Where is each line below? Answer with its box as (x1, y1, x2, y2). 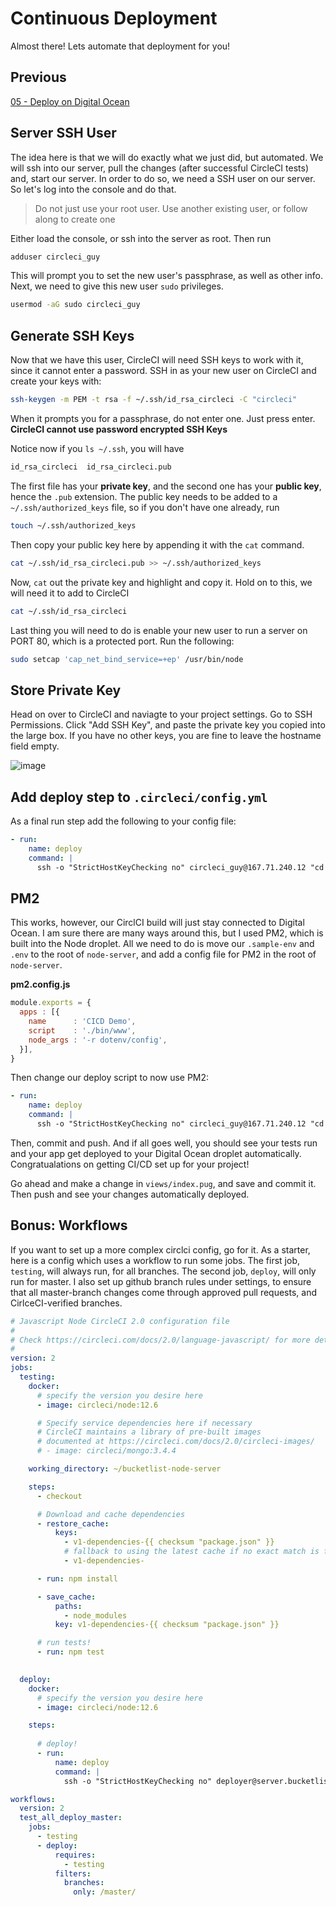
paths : (54, 1601, 83, 1611)
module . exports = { (10, 998, 92, 1008)
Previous (10, 69, 67, 86)
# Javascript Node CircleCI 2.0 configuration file (10, 1316, 230, 1326)
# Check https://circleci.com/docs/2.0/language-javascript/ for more (10, 1335, 311, 1345)
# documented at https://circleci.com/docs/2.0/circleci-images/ (36, 1437, 315, 1447)
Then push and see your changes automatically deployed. (10, 1188, 250, 1200)
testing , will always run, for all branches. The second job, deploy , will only (10, 1265, 317, 1277)
